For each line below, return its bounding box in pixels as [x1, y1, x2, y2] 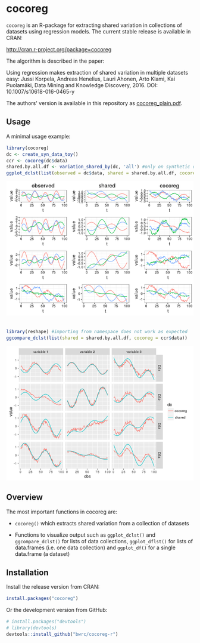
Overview [6, 492, 43, 503]
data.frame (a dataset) [14, 550, 70, 557]
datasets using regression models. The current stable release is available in [6, 27, 191, 35]
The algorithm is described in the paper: [6, 57, 105, 64]
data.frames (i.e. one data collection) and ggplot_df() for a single [14, 544, 176, 551]
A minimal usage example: [6, 133, 71, 140]
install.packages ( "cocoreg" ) [6, 596, 79, 602]
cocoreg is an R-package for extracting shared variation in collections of [6, 21, 183, 29]
